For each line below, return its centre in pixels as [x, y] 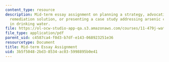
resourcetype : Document [30, 42]
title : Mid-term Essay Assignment [41, 47]
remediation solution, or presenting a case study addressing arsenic [85, 19]
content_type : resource [30, 10]
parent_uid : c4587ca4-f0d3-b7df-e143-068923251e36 [59, 38]
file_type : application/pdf [35, 33]
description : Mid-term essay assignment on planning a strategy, [75, 14]
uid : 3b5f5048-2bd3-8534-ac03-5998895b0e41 [52, 51]
